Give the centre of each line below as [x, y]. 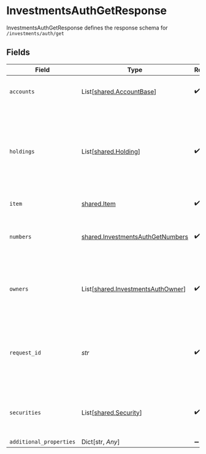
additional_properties [42, 442]
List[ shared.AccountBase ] [119, 92]
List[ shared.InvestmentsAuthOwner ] [133, 289]
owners [19, 289]
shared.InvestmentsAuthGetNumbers [135, 237]
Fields [18, 53]
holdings [22, 151]
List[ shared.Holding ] [111, 151]
